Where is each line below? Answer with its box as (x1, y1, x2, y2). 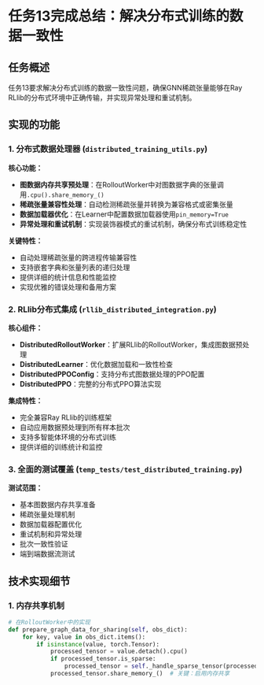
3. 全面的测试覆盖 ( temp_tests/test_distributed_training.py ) (8, 464, 243, 475)
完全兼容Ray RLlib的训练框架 (19, 413, 112, 422)
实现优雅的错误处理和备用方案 (19, 282, 116, 291)
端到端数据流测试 (19, 549, 75, 559)
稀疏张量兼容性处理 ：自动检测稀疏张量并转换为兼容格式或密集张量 (19, 199, 233, 209)
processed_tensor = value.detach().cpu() (49, 647, 189, 656)
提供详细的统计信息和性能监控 (19, 272, 116, 282)
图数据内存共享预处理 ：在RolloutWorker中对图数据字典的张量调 (19, 180, 224, 189)
